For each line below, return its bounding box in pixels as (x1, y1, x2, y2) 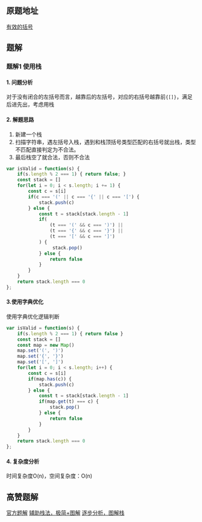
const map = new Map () (17, 342, 75, 348)
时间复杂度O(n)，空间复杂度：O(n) (6, 472, 93, 479)
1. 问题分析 (6, 78, 33, 86)
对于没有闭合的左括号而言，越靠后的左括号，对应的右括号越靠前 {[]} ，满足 (6, 93, 193, 100)
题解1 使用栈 (6, 63, 42, 71)
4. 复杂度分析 (6, 458, 39, 465)
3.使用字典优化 (6, 298, 44, 305)
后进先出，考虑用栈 (6, 101, 55, 108)
